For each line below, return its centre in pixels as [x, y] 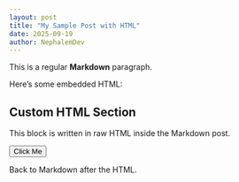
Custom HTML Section [73, 112]
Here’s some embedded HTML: [66, 84]
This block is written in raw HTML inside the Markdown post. [120, 133]
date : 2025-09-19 [41, 34]
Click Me [28, 152]
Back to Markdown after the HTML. [73, 170]
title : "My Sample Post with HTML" [75, 26]
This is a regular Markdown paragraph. [81, 67]
